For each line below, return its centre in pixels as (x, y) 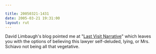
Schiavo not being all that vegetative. (42, 47)
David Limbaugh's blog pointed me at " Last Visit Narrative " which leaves (78, 36)
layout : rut (17, 23)
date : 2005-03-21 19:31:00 (33, 18)
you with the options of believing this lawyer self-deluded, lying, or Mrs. (78, 41)
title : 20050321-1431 (27, 13)
